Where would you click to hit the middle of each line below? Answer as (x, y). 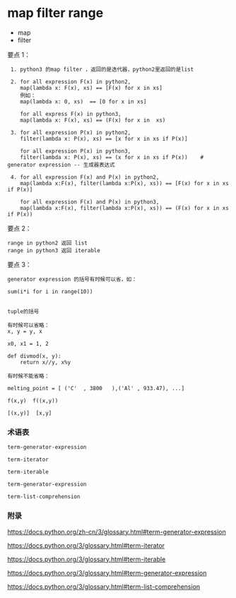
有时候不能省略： (29, 376)
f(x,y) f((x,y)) (33, 401)
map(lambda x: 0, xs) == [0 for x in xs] (83, 101)
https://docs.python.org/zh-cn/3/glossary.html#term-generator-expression (117, 532)
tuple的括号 (23, 311)
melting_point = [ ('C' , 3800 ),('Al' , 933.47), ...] (96, 388)
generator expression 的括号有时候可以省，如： (72, 279)
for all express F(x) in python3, (71, 114)
